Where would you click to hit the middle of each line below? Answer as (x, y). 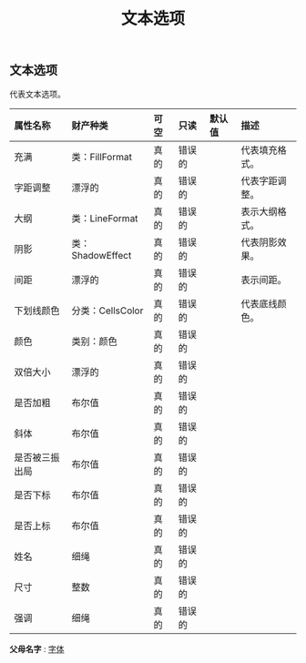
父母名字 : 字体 (37, 648)
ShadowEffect (102, 255)
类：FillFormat (102, 157)
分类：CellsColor (107, 311)
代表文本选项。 (37, 94)
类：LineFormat (105, 218)
